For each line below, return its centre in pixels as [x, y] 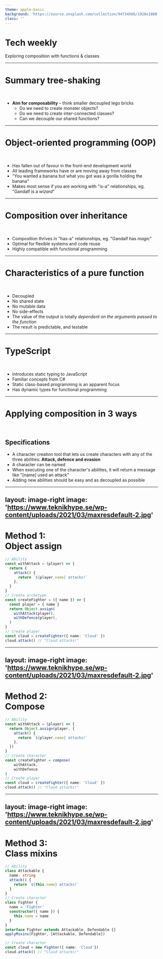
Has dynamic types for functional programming [59, 390]
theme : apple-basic [25, 9]
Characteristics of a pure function [75, 273]
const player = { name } [34, 604]
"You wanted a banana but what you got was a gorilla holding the [77, 176]
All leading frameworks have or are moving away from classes [74, 171]
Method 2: [26, 696]
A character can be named [39, 464]
